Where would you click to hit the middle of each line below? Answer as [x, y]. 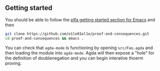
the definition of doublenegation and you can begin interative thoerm [74, 58]
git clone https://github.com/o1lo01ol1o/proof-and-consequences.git [77, 34]
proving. [13, 63]
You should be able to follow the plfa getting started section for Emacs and [80, 19]
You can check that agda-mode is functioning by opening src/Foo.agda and [79, 48]
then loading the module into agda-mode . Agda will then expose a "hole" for [80, 53]
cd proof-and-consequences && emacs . [44, 38]
